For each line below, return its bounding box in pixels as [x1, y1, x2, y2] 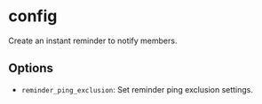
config [8, 6, 58, 26]
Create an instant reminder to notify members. [8, 35, 178, 46]
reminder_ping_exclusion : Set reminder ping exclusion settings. [20, 84, 254, 94]
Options [8, 61, 54, 76]
